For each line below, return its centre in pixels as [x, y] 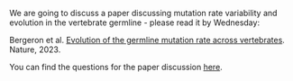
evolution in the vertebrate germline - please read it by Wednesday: [134, 22]
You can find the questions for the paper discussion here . [116, 67]
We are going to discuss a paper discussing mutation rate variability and [143, 13]
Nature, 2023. [35, 49]
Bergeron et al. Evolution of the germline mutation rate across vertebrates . [147, 40]
